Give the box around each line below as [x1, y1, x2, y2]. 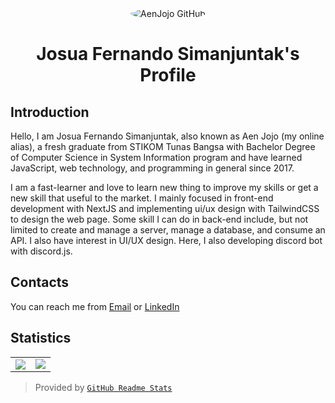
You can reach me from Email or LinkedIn [10, 300, 180, 312]
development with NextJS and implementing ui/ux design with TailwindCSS [10, 203, 320, 214]
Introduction [10, 103, 90, 121]
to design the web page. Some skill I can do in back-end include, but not [10, 213, 309, 225]
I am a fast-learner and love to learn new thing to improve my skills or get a [10, 182, 319, 193]
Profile [139, 64, 197, 87]
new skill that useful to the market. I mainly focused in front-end [10, 192, 274, 204]
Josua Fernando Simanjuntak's [36, 43, 300, 66]
